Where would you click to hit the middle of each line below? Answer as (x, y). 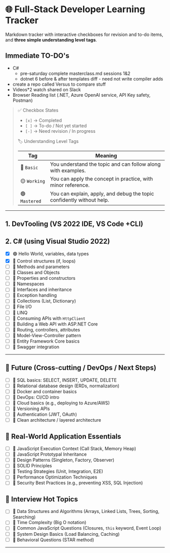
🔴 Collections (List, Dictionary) (44, 301)
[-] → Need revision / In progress (60, 131)
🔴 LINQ (20, 312)
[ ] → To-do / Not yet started (56, 126)
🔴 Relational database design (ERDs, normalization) (66, 386)
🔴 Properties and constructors (44, 278)
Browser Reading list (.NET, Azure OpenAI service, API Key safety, (81, 95)
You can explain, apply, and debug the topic (102, 194)
